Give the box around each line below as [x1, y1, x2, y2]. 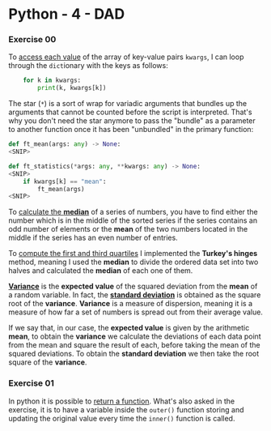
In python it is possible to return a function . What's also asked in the [8, 396, 235, 406]
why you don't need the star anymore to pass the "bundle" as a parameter [8, 116, 256, 126]
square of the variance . [8, 357, 87, 367]
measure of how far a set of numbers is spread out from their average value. [8, 307, 263, 317]
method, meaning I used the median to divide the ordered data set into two [8, 257, 259, 267]
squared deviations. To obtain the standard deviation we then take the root [8, 349, 260, 359]
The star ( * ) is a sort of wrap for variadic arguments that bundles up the [8, 99, 248, 109]
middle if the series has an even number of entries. [8, 233, 178, 243]
